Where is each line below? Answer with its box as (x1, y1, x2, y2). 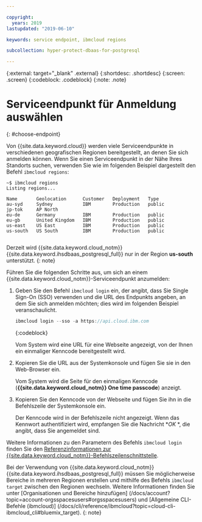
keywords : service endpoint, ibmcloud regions (6, 37, 127, 43)
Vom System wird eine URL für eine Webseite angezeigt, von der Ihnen (15, 340, 193, 348)
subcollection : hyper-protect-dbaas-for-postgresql (6, 48, 140, 54)
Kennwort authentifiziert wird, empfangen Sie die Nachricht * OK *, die (15, 420, 190, 428)
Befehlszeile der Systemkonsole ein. (15, 402, 106, 409)
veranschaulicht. (15, 306, 57, 314)
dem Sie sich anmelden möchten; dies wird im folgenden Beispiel (15, 300, 179, 308)
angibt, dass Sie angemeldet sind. (15, 427, 100, 434)
